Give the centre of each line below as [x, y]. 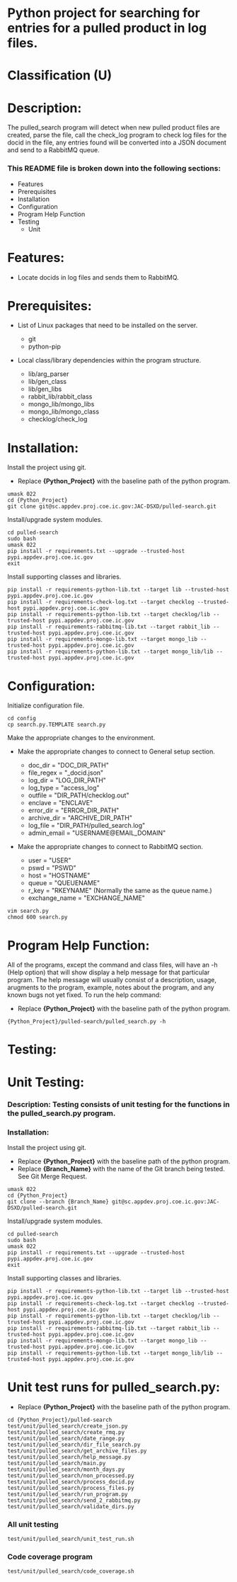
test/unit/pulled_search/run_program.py [68, 1494]
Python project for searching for [104, 13]
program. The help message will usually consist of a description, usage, [112, 980]
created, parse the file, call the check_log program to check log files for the [117, 135]
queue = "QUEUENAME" [64, 883]
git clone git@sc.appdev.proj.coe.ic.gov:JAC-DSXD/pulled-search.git [112, 507]
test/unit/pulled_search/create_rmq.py [66, 1432]
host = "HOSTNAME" [59, 875]
